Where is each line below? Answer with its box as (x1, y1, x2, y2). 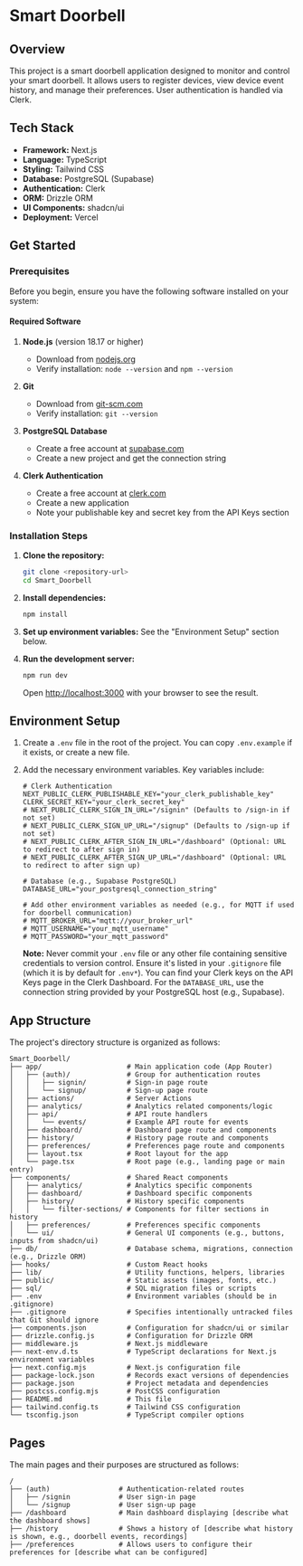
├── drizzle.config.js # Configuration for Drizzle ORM (9, 1332, 253, 1341)
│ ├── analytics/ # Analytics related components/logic (9, 1102, 273, 1111)
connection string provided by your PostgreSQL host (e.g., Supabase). (22, 987, 285, 998)
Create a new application (35, 497, 129, 508)
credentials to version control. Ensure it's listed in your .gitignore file (22, 958, 282, 969)
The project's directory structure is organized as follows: (9, 1037, 221, 1048)
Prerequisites (9, 265, 70, 278)
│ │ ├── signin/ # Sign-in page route (9, 1078, 208, 1087)
